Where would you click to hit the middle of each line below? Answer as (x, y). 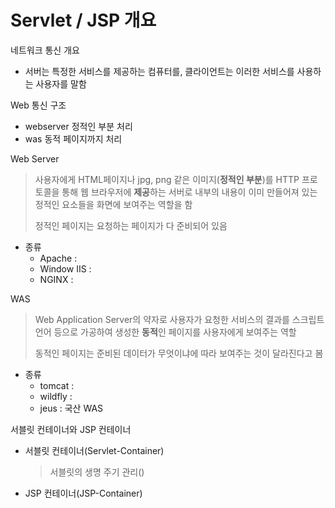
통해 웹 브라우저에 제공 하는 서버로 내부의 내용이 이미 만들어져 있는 (189, 192)
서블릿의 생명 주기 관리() (97, 472)
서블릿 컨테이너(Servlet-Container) (94, 450)
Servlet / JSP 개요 (83, 20)
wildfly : (56, 396)
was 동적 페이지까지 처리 (73, 138)
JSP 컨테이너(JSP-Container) (83, 493)
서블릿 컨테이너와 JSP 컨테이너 (71, 429)
